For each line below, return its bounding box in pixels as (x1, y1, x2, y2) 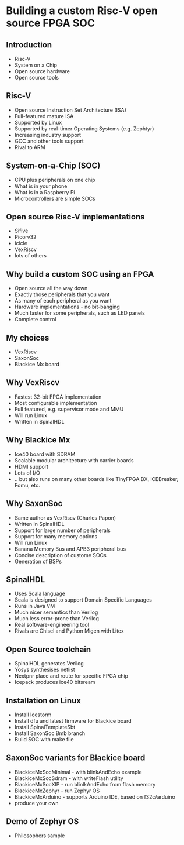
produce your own (14, 799, 59, 806)
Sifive (14, 227, 29, 235)
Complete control (14, 316, 56, 323)
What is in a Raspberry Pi (14, 188, 75, 195)
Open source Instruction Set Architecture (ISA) (14, 107, 127, 114)
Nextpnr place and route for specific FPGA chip (14, 672, 129, 679)
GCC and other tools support (14, 138, 84, 145)
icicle (14, 240, 28, 247)
